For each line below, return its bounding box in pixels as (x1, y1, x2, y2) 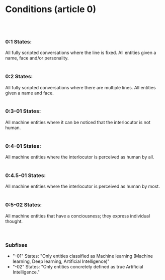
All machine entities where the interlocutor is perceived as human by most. (5, 183, 160, 190)
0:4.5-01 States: (5, 172, 46, 179)
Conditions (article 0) (5, 4, 97, 15)
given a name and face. (5, 90, 54, 96)
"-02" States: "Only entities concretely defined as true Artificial (12, 264, 143, 270)
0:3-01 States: (5, 107, 41, 115)
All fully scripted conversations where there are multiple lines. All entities (5, 84, 156, 90)
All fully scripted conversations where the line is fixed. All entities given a (5, 49, 156, 56)
